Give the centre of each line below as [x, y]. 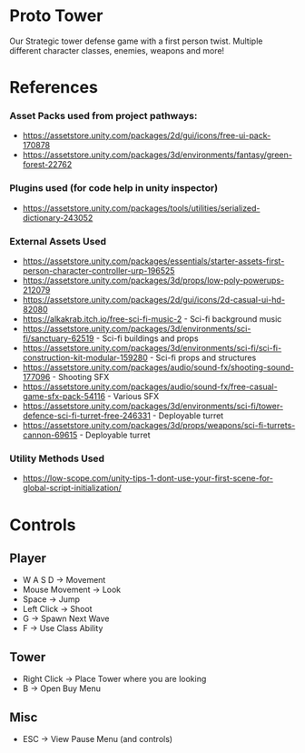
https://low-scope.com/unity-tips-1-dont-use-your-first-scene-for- [148, 478]
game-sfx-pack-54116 [64, 397]
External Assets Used [58, 241]
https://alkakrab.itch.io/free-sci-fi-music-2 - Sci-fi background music [152, 319]
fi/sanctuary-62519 [58, 338]
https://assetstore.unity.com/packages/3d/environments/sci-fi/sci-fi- [152, 348]
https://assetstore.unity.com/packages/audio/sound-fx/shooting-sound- [158, 367]
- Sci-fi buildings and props [147, 338]
